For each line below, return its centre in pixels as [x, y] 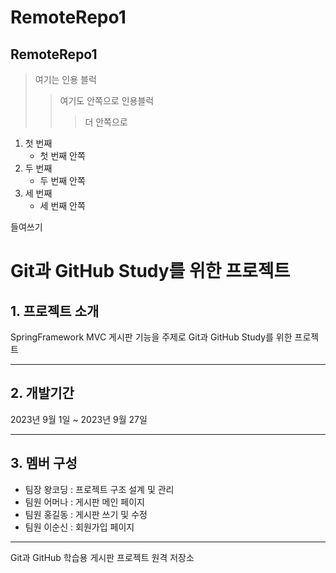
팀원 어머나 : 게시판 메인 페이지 [84, 502]
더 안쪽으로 [106, 122]
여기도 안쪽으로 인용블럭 [107, 100]
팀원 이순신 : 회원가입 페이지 [79, 527]
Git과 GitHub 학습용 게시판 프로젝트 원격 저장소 [102, 557]
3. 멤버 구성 [44, 463]
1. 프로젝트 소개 [55, 311]
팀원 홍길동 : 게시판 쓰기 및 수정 [86, 514]
